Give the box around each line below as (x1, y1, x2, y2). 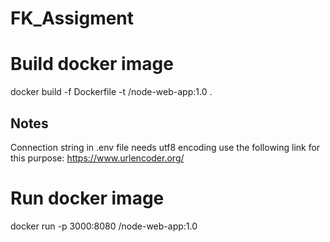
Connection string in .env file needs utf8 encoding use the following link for (10, 141, 321, 153)
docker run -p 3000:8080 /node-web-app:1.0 (10, 220, 198, 232)
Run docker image (10, 187, 165, 210)
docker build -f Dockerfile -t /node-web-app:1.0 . (10, 86, 213, 98)
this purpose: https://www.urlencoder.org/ (10, 152, 185, 164)
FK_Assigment (10, 7, 135, 30)
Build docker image (10, 53, 174, 76)
